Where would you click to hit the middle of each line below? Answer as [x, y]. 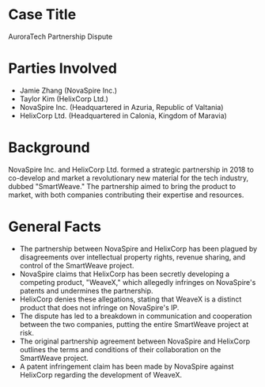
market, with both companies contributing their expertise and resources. [126, 195]
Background [49, 148]
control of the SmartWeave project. [77, 265]
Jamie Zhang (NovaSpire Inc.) [68, 90]
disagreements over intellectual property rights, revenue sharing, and [132, 257]
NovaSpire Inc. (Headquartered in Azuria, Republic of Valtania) [121, 107]
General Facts [55, 226]
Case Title [42, 15]
